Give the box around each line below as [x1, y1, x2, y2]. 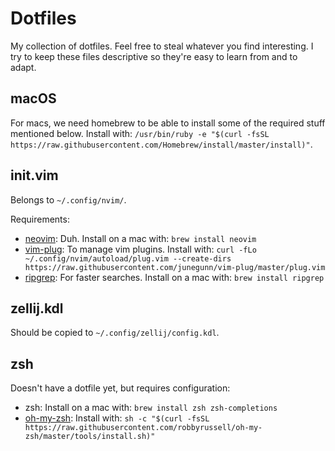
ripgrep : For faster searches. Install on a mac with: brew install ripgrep [24, 271, 325, 283]
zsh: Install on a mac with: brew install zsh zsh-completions [24, 402, 278, 414]
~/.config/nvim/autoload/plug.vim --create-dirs [24, 253, 232, 264]
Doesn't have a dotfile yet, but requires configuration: [10, 382, 231, 394]
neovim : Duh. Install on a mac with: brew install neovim [24, 232, 257, 244]
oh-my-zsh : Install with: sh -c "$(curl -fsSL [24, 412, 210, 424]
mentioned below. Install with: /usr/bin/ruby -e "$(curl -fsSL [10, 127, 270, 139]
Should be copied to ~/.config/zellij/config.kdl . [10, 327, 220, 339]
